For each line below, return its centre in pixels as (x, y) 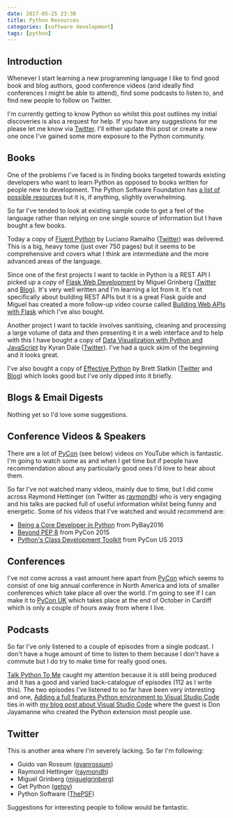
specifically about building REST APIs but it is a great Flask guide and (107, 296)
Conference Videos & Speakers (77, 437)
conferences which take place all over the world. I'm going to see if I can (112, 593)
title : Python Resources (43, 20)
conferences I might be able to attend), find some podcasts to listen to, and (115, 93)
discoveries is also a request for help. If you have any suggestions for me (112, 121)
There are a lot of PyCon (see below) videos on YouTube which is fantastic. (115, 453)
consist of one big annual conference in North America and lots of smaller (113, 586)
